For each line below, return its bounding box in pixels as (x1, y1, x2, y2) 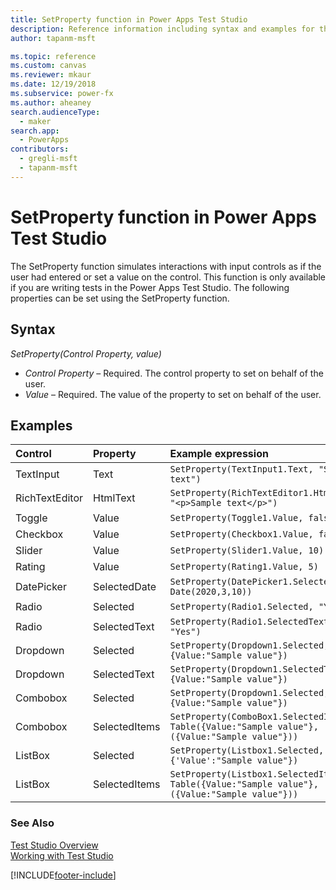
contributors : (10, 144, 70, 155)
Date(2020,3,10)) (169, 586, 253, 598)
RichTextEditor (15, 491, 83, 505)
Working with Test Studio (10, 849, 114, 861)
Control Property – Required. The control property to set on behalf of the (24, 367, 324, 379)
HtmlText (93, 491, 136, 505)
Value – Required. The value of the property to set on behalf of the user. (24, 388, 322, 400)
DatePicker (15, 580, 67, 594)
